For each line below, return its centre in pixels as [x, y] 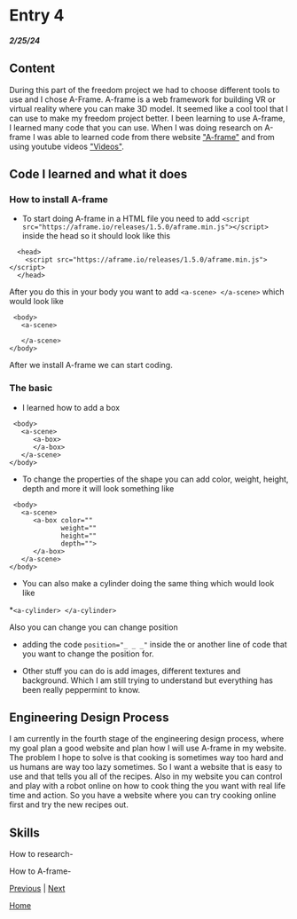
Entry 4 [37, 16]
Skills [24, 833]
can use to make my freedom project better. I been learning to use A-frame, [147, 118]
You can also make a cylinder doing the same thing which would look [148, 583]
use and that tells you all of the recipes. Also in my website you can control [146, 776]
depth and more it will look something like [98, 488]
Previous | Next [37, 889]
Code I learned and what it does [98, 174]
